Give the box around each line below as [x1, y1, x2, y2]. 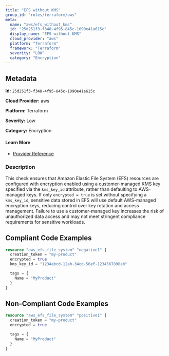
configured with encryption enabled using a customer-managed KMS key [5, 181, 161, 187]
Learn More [5, 139, 31, 145]
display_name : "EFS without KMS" [10, 31, 82, 36]
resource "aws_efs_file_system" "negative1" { [5, 247, 107, 252]
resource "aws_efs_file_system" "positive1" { [5, 313, 107, 318]
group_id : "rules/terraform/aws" [5, 12, 77, 17]
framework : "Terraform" [10, 46, 61, 51]
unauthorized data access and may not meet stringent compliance [5, 213, 146, 220]
